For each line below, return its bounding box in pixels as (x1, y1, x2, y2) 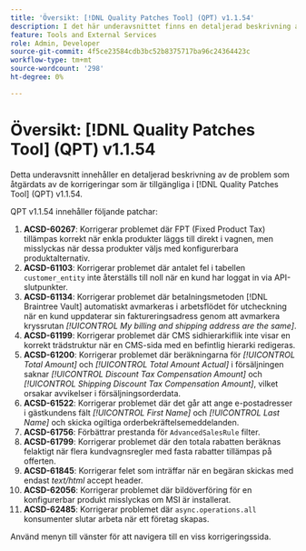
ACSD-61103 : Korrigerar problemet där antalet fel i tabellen (23, 262, 246, 273)
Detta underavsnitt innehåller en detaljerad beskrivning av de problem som (10, 169, 290, 180)
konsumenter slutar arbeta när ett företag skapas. (23, 513, 210, 524)
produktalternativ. (23, 252, 90, 264)
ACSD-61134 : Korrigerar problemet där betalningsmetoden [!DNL (23, 291, 269, 302)
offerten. (23, 456, 57, 466)
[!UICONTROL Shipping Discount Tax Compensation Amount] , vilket (23, 378, 279, 389)
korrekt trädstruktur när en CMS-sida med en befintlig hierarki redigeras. (23, 339, 296, 350)
